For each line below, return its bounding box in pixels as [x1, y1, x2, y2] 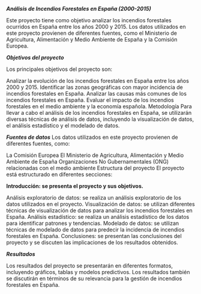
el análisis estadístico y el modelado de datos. [6, 122, 120, 129]
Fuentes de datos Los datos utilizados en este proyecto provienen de [6, 133, 178, 141]
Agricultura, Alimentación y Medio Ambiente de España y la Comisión [6, 36, 178, 43]
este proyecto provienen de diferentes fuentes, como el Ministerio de [6, 29, 178, 37]
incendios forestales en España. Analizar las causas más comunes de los [6, 90, 187, 97]
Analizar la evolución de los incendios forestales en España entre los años [6, 78, 189, 84]
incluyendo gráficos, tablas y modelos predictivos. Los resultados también [6, 269, 190, 275]
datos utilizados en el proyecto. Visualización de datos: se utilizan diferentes [6, 201, 195, 207]
